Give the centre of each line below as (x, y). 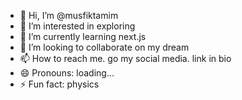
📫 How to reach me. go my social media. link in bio (125, 58)
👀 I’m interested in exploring (77, 26)
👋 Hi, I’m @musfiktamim (69, 15)
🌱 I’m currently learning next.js (83, 36)
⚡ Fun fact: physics (59, 84)
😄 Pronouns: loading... (67, 73)
